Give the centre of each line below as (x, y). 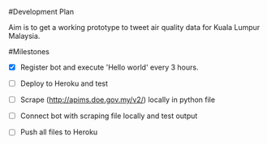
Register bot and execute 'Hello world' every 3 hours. (109, 67)
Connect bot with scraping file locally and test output (109, 116)
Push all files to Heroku (59, 132)
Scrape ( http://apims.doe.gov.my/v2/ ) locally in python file (118, 100)
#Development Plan (41, 12)
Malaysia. (24, 36)
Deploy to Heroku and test (64, 83)
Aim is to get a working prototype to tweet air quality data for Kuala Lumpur (134, 27)
